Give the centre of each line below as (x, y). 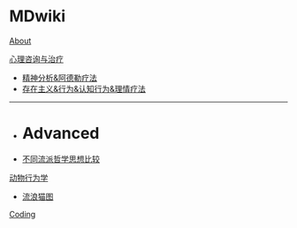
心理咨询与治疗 (36, 58)
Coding (23, 214)
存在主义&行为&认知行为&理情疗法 (84, 88)
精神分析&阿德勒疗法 (59, 78)
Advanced (61, 133)
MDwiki (38, 16)
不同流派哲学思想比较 (61, 159)
